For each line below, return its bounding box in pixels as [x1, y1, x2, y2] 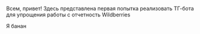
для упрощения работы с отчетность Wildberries [6, 11, 131, 18]
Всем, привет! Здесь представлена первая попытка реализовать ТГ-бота [6, 5, 194, 12]
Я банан [6, 23, 27, 29]
